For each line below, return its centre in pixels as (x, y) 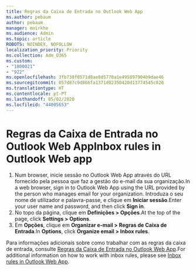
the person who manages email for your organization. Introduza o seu (99, 194)
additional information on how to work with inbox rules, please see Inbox (94, 255)
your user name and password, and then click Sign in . (80, 206)
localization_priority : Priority (47, 50)
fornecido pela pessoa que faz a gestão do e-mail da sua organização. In (102, 181)
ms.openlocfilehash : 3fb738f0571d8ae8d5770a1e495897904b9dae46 (85, 77)
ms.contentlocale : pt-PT (36, 94)
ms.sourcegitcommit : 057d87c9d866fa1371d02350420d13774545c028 (85, 83)
